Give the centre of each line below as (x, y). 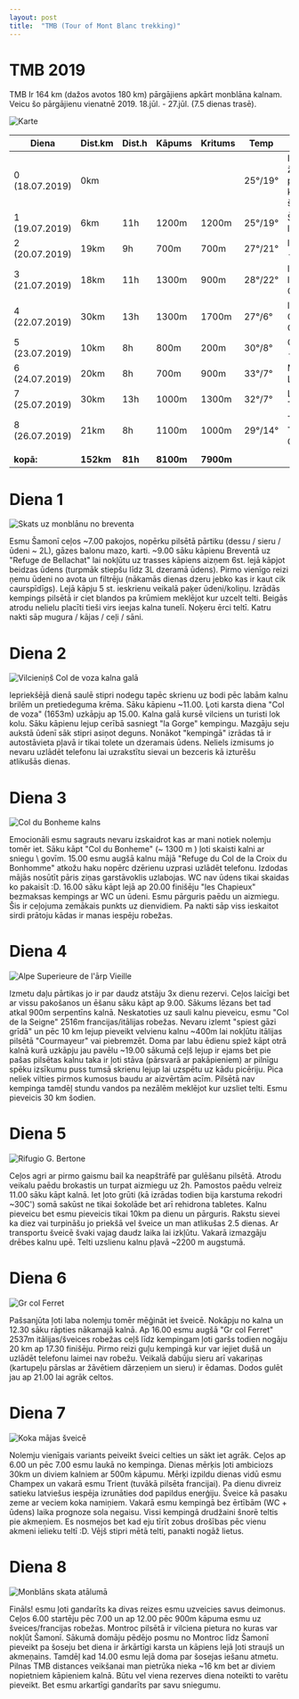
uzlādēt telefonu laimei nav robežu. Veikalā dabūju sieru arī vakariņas (136, 1358)
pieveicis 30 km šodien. (53, 1098)
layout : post (33, 17)
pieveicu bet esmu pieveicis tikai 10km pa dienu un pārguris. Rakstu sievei (145, 1214)
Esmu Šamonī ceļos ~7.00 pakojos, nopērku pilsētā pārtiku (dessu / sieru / (145, 542)
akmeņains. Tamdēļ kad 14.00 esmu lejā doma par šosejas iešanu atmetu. (144, 1656)
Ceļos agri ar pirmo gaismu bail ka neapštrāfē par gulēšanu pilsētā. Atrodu (145, 1176)
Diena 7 (38, 1413)
